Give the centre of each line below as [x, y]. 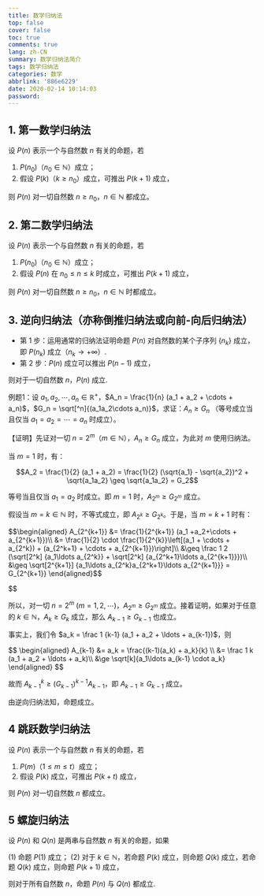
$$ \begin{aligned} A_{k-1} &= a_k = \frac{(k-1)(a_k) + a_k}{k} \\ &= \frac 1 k [131, 650]
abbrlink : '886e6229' [44, 81]
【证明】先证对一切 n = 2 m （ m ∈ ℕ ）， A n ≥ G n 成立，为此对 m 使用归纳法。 [131, 438]
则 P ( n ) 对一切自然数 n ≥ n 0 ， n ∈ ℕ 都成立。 [81, 197]
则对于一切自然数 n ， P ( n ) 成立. [58, 380]
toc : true [24, 37]
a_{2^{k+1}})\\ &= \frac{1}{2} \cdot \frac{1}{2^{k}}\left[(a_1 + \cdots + [119, 540]
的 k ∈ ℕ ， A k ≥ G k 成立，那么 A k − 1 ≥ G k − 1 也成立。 [95, 617]
